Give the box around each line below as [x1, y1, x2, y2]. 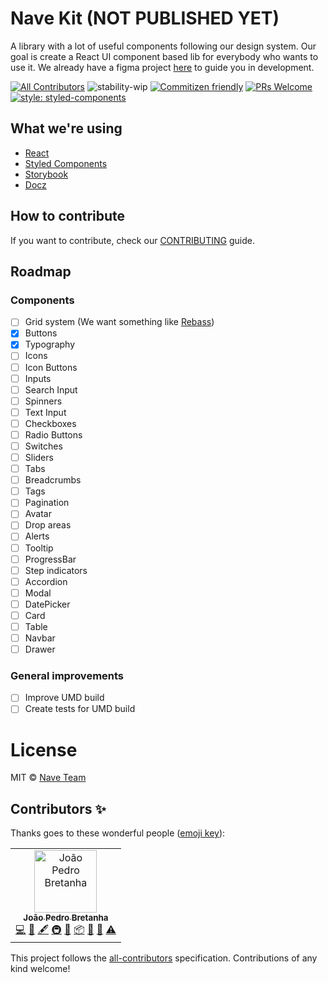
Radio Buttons [24, 428, 83, 441]
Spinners [24, 395, 63, 407]
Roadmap [10, 263, 72, 280]
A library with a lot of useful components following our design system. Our [10, 40, 317, 52]
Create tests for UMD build [24, 703, 136, 715]
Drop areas [24, 519, 72, 531]
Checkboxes [24, 417, 77, 429]
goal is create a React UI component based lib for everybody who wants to [10, 50, 319, 62]
